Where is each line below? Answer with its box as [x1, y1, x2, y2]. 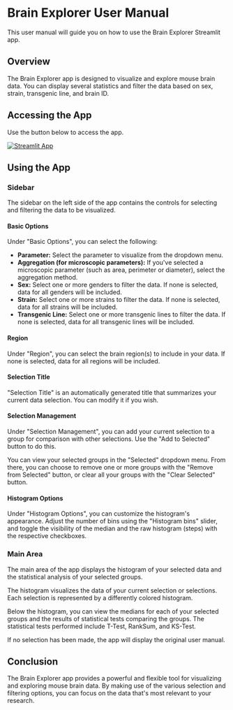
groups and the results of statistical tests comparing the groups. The [7, 614, 204, 623]
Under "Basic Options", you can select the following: [7, 238, 158, 246]
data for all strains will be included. [17, 303, 118, 312]
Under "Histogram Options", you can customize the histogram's [7, 509, 190, 518]
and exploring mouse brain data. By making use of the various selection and [7, 681, 226, 690]
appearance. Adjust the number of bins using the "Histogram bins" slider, [7, 517, 218, 526]
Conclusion [7, 655, 59, 667]
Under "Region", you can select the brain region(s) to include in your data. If [7, 349, 225, 358]
